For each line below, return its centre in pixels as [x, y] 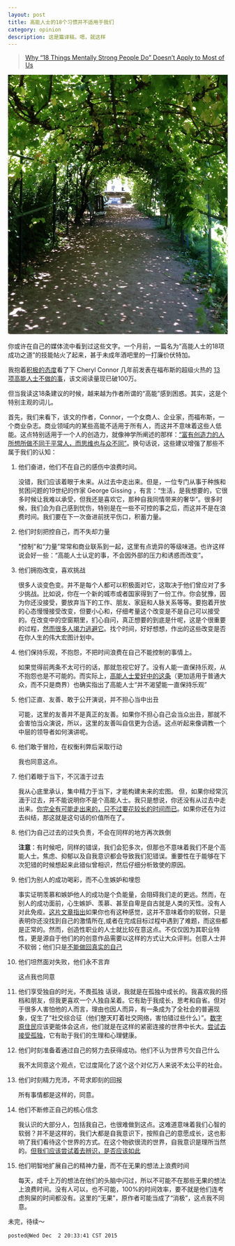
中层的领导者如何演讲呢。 [55, 732]
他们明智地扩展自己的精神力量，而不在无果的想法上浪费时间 [104, 1166]
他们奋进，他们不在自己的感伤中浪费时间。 [79, 467]
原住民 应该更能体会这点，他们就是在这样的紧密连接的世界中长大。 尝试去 [122, 1026]
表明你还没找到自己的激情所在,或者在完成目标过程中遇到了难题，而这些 [120, 921]
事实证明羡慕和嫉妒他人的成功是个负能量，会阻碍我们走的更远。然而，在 [122, 894]
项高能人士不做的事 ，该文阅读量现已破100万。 [74, 378]
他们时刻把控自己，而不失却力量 [64, 531]
